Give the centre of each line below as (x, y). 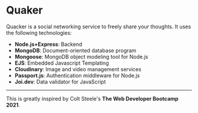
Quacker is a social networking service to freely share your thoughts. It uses (99, 26)
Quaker (24, 10)
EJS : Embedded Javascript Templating (62, 63)
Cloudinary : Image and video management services (78, 69)
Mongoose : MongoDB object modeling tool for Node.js (81, 56)
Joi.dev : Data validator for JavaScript (60, 82)
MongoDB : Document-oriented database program (75, 50)
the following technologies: (39, 32)
